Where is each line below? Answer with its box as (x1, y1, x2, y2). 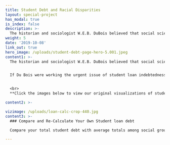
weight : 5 (5, 36, 26, 41)
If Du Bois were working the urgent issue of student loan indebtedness (10, 73, 166, 78)
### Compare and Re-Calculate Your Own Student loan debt (10, 118, 135, 124)
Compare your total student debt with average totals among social (10, 127, 155, 133)
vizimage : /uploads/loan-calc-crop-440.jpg (5, 109, 99, 114)
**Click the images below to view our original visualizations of (10, 91, 153, 96)
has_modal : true (5, 17, 39, 22)
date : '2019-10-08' (5, 40, 47, 45)
